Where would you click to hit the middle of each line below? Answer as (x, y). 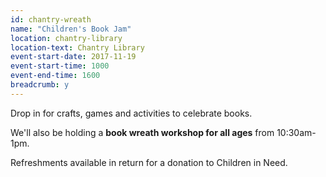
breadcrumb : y (40, 85)
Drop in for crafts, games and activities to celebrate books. (131, 113)
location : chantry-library (66, 38)
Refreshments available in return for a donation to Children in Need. (149, 162)
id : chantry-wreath (51, 19)
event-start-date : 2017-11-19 (73, 57)
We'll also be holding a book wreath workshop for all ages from (142, 132)
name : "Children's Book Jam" (71, 29)
